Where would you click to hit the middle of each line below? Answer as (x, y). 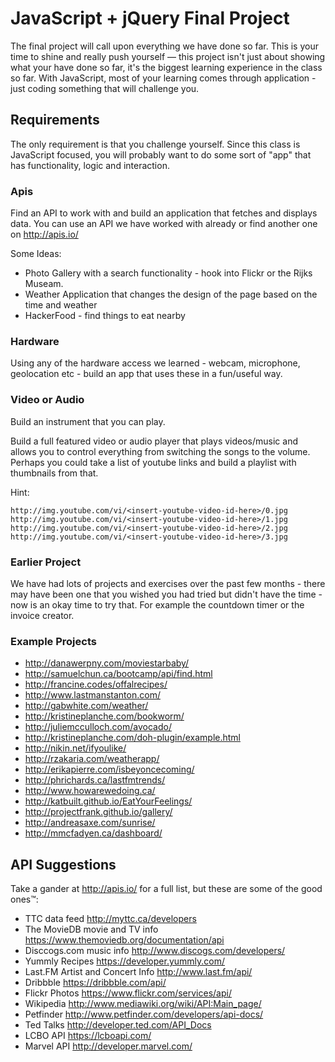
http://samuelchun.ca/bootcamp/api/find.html (118, 674)
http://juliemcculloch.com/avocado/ (98, 727)
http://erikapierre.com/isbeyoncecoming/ (109, 769)
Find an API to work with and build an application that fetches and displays (164, 213)
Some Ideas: (36, 254)
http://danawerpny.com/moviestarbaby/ (107, 663)
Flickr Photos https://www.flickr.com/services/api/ (128, 993)
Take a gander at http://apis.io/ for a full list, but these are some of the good (166, 889)
